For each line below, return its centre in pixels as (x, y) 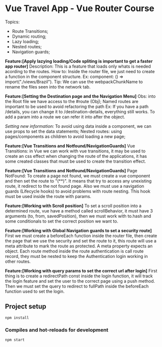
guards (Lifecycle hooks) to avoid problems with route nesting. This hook (78, 191)
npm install (17, 317)
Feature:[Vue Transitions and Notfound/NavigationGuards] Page (71, 170)
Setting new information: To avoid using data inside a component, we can (78, 126)
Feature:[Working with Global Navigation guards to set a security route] (79, 230)
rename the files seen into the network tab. (48, 87)
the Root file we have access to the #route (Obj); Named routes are (72, 101)
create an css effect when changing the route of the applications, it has (76, 156)
